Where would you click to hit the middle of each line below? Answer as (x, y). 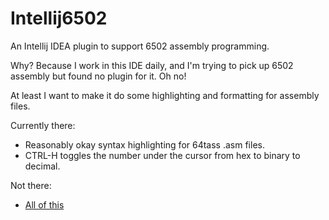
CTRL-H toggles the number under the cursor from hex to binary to (162, 155)
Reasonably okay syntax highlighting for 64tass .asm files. (144, 144)
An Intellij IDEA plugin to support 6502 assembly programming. (140, 46)
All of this (44, 204)
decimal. (42, 166)
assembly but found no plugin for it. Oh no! (98, 76)
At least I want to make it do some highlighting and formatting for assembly (165, 95)
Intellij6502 (59, 18)
